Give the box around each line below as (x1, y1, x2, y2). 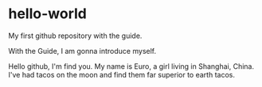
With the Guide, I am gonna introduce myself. (8, 46, 157, 55)
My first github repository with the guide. (8, 31, 143, 40)
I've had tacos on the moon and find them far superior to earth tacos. (8, 70, 235, 79)
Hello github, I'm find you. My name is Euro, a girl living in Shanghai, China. (8, 61, 255, 71)
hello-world (8, 5, 88, 23)
